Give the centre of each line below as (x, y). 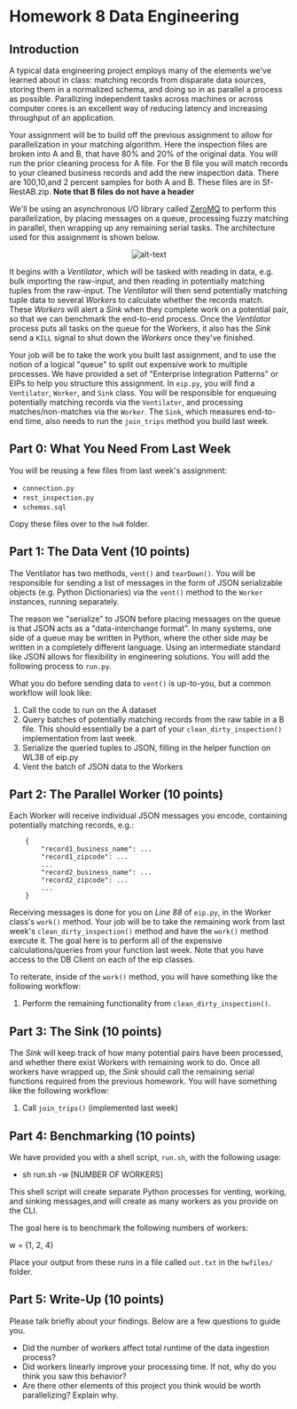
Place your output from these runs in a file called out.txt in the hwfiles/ (141, 1262)
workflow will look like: (51, 692)
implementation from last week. (79, 738)
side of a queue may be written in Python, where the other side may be (139, 637)
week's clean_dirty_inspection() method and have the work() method (139, 932)
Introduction (44, 49)
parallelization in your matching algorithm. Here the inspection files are (138, 144)
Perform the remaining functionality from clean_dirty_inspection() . (146, 1004)
